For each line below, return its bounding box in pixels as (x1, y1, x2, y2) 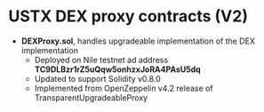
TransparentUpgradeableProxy (34, 92, 148, 103)
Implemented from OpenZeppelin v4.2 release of (34, 83, 214, 93)
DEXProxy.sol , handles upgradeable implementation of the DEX (20, 36, 255, 46)
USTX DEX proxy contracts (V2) (8, 6, 248, 27)
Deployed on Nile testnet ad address (34, 54, 169, 65)
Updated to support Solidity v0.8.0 (34, 73, 161, 84)
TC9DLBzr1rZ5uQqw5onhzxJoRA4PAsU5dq (34, 64, 201, 75)
